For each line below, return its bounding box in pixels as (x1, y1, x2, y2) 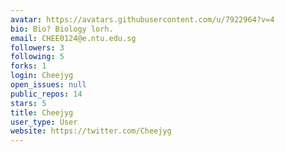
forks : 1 (10, 61, 47, 71)
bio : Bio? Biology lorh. (10, 24, 114, 34)
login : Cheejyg (10, 71, 74, 81)
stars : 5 (10, 98, 47, 108)
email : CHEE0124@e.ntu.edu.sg (10, 33, 137, 43)
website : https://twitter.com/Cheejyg (10, 126, 172, 136)
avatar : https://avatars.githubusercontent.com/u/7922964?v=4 (10, 14, 275, 25)
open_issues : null (10, 80, 87, 90)
